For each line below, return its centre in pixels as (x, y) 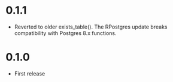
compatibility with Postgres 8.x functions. (65, 33)
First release (30, 73)
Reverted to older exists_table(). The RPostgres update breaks (91, 27)
